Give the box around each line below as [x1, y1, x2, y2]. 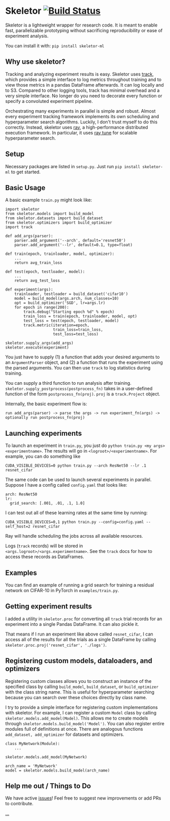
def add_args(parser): [5, 233, 53, 239]
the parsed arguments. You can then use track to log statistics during [5, 365, 151, 371]
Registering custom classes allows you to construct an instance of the [5, 678, 152, 684]
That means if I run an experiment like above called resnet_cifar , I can [5, 631, 153, 637]
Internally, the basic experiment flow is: [5, 401, 87, 407]
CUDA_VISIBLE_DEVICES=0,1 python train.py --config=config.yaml [5, 520, 144, 525]
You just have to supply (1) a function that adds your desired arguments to [5, 354, 160, 360]
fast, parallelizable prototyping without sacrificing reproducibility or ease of [5, 27, 163, 33]
